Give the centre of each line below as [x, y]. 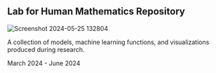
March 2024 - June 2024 [44, 63]
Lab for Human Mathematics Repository [96, 12]
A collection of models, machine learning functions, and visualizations [108, 42]
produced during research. [46, 49]
